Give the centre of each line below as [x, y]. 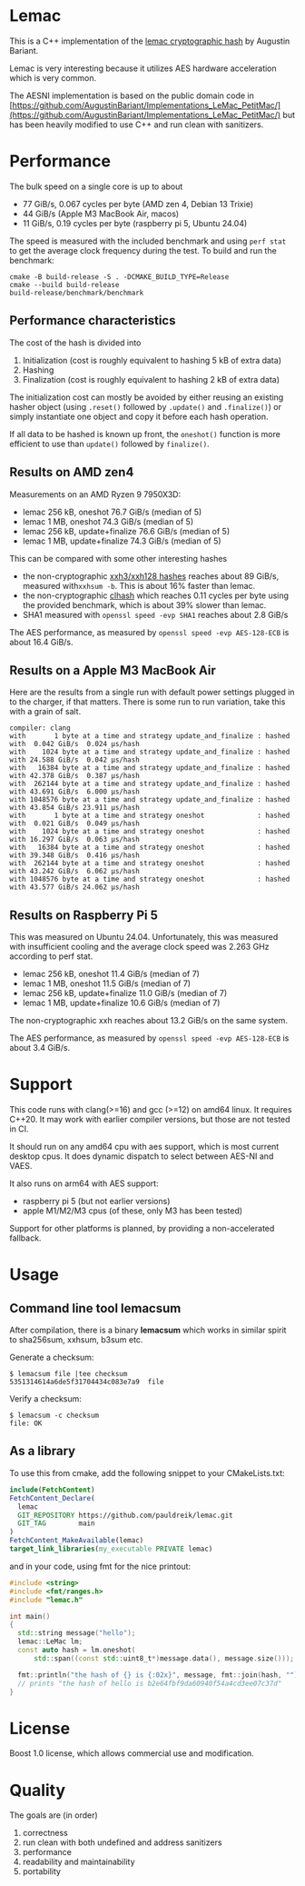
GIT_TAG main [56, 1523]
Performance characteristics [93, 320]
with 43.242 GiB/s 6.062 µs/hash [75, 872]
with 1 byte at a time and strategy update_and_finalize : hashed [150, 736]
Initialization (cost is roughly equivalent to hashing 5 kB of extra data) [152, 360]
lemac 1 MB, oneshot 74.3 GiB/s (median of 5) [108, 521]
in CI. [19, 1129]
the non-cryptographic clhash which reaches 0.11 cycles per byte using [155, 595]
